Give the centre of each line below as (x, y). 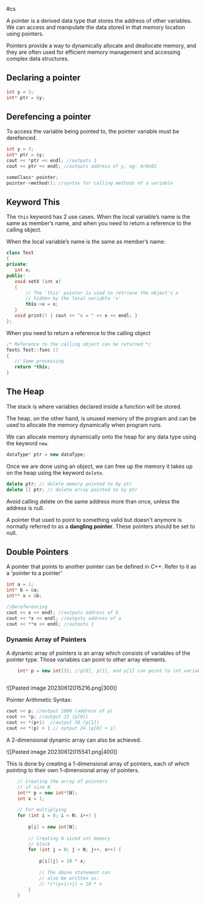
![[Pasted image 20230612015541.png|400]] (62, 751)
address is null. (25, 508)
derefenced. (22, 138)
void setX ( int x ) (38, 281)
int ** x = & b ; (24, 596)
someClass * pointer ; (33, 177)
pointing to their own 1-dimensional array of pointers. (73, 770)
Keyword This (33, 202)
